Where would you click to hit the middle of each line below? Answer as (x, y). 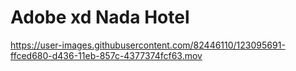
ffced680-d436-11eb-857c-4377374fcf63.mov (106, 55)
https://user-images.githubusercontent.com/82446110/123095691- (148, 45)
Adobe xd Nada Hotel (100, 17)
